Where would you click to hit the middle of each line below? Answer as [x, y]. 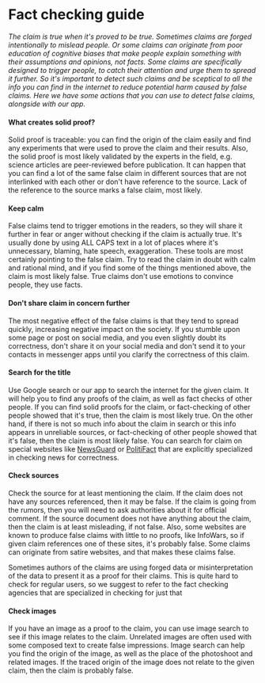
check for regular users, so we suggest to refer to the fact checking [118, 584]
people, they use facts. [45, 285]
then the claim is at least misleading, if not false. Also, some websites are [127, 527]
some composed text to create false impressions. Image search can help [127, 645]
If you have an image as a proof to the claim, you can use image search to [129, 628]
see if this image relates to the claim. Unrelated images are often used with [130, 637]
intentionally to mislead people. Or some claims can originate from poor [125, 44]
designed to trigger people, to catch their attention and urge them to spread [132, 70]
